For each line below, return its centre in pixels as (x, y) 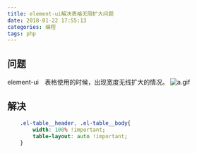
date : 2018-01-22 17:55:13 (47, 20)
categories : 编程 (32, 27)
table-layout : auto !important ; (80, 136)
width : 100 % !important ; (69, 130)
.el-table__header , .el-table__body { (76, 123)
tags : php (22, 33)
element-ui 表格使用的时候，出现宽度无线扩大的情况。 (88, 82)
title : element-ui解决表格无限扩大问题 (61, 14)
